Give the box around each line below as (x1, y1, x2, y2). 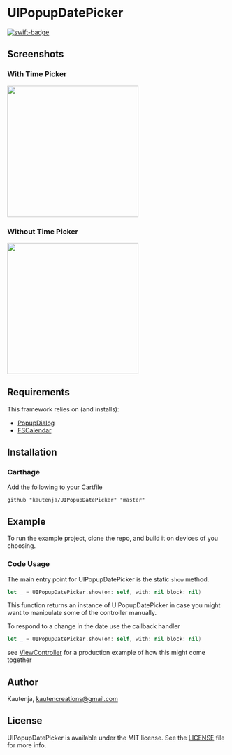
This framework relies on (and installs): (7, 404, 119, 414)
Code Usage (7, 559, 50, 569)
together (7, 656, 32, 664)
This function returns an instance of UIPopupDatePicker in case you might (7, 601, 221, 609)
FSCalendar (17, 425, 52, 435)
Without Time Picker (7, 226, 78, 236)
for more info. (7, 740, 47, 749)
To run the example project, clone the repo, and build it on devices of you (7, 534, 219, 543)
